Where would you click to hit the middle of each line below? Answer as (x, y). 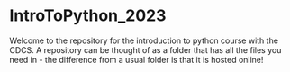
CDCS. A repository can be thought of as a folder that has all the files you (145, 49)
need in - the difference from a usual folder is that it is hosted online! (136, 59)
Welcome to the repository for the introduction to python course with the (144, 40)
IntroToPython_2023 (88, 16)
